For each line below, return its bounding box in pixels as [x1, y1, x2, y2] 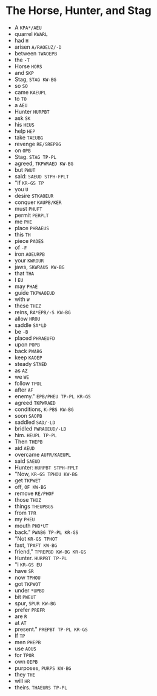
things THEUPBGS [14, 502, 54, 510]
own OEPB [14, 658, 38, 665]
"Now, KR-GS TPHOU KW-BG [14, 470, 78, 477]
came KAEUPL [14, 88, 47, 96]
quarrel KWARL [14, 30, 48, 37]
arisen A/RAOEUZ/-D [14, 43, 62, 51]
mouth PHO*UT [14, 522, 49, 529]
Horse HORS [14, 62, 42, 70]
